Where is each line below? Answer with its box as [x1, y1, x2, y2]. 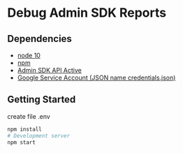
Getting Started [7, 94, 76, 105]
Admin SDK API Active [17, 66, 82, 74]
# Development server [7, 132, 71, 139]
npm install [7, 126, 42, 133]
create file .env [7, 112, 50, 120]
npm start [7, 138, 36, 146]
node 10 [17, 51, 41, 59]
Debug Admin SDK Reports [7, 5, 166, 21]
